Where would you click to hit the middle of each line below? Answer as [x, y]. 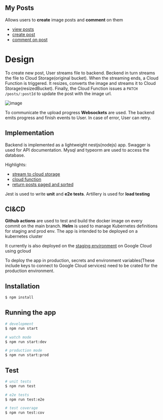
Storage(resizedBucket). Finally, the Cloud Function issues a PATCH [71, 88]
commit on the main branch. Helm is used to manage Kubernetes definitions [81, 226]
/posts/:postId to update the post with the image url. [58, 93]
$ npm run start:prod [27, 355]
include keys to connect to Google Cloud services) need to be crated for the [81, 266]
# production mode [24, 351]
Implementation [30, 133]
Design [20, 59]
